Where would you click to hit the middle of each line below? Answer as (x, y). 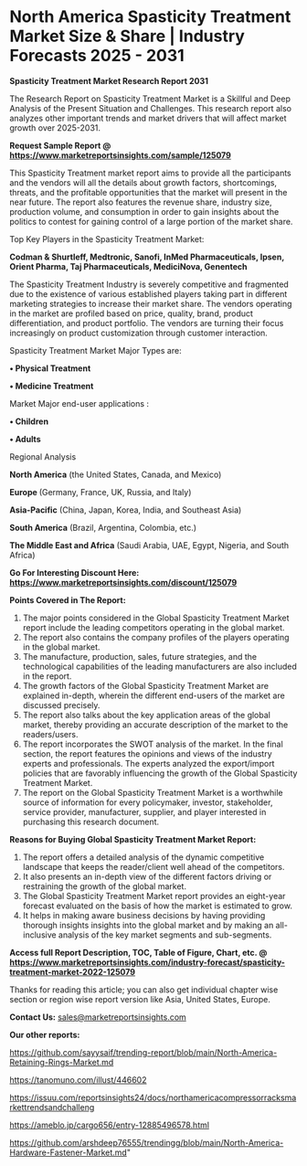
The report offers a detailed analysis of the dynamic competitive (143, 857)
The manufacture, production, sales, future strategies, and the (140, 656)
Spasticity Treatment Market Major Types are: (95, 350)
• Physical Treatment (50, 368)
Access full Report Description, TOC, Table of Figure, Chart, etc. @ (138, 952)
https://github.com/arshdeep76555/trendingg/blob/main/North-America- (147, 1142)
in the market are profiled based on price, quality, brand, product (132, 313)
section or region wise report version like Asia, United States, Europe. (140, 999)
